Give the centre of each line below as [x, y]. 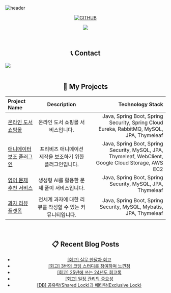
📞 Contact [85, 53]
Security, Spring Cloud [136, 123]
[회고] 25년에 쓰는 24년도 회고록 [89, 273]
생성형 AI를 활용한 [58, 180]
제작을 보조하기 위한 [62, 157]
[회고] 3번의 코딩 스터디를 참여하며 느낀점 [89, 266]
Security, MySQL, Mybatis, [131, 207]
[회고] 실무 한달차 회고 [89, 260]
